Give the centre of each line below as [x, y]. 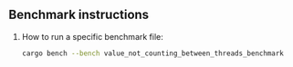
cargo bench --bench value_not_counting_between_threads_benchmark [152, 53]
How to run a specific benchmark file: [92, 36]
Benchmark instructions [79, 15]
